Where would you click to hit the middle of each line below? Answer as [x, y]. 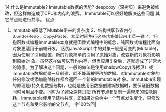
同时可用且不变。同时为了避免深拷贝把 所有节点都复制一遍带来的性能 [82, 92]
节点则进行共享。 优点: [32, 19]
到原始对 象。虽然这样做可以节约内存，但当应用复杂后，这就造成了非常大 [87, 61]
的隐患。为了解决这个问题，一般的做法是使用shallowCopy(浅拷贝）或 [83, 67]
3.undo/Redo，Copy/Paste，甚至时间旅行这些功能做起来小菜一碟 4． [83, 36]
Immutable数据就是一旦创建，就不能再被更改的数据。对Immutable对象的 [86, 73]
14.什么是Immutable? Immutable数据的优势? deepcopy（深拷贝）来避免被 [80, 7]
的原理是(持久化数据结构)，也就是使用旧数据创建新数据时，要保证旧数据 [86, 86]
